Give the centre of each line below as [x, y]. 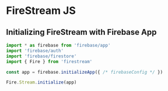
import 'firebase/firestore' [41, 56]
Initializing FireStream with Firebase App [81, 32]
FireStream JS [41, 11]
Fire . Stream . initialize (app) [41, 82]
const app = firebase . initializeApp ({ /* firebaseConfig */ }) [85, 72]
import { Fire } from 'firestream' [49, 61]
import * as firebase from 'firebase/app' [58, 45]
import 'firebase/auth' [35, 50]
